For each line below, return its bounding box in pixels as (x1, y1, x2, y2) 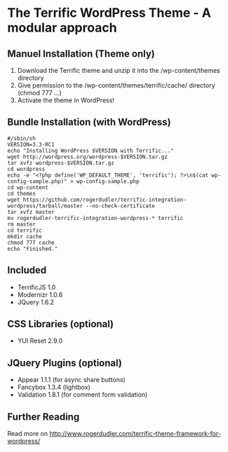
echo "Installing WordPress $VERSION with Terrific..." (7, 147, 174, 154)
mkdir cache (7, 233, 42, 240)
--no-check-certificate (85, 202, 156, 210)
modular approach (7, 20, 117, 36)
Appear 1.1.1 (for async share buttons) (17, 376, 126, 384)
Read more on (7, 430, 48, 438)
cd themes (7, 190, 36, 197)
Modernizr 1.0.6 (17, 290, 63, 299)
